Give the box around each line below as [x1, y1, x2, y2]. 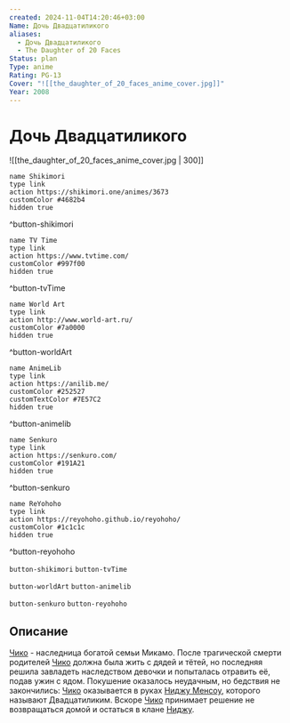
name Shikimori [9, 173, 66, 181]
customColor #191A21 [9, 459, 86, 468]
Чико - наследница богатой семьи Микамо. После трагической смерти [9, 647, 282, 658]
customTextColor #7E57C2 [9, 395, 101, 405]
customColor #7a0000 [9, 324, 86, 333]
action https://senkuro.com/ [9, 451, 117, 461]
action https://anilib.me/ [9, 380, 109, 389]
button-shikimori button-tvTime [9, 566, 127, 574]
